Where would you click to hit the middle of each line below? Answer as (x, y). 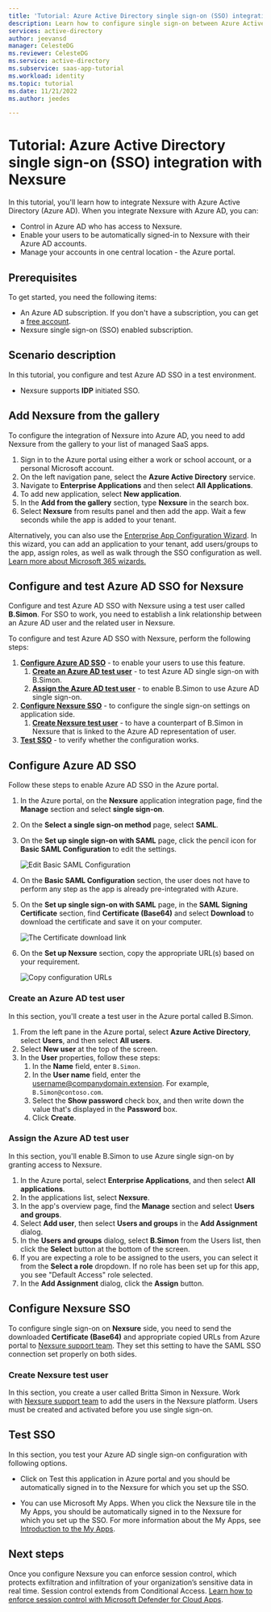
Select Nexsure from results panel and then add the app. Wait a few (133, 511)
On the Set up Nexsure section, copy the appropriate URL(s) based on (137, 953)
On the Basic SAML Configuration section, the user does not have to (135, 881)
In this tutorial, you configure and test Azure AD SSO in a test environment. (132, 375)
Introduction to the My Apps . (67, 1529)
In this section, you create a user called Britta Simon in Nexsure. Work (124, 1392)
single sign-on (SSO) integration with (135, 163)
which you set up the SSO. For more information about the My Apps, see (140, 1520)
